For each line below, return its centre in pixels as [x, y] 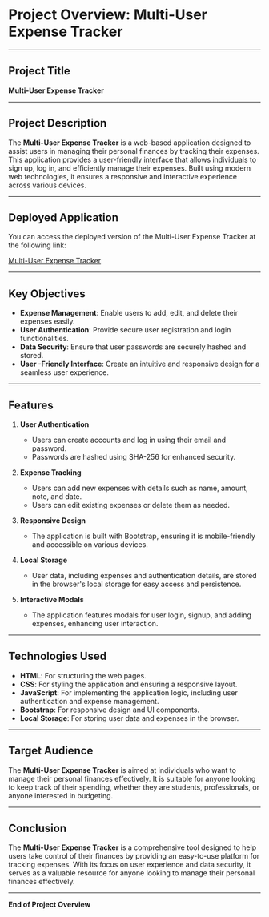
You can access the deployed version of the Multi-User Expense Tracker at [132, 237]
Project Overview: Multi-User [108, 15]
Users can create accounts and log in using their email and [129, 440]
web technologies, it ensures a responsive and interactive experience [123, 176]
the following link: [37, 245]
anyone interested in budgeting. [61, 795]
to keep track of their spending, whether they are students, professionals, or [134, 787]
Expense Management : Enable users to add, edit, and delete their [129, 313]
